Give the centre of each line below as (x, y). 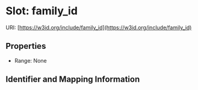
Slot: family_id (42, 11)
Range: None (30, 60)
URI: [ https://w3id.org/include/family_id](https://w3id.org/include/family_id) (99, 27)
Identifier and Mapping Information (73, 80)
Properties (26, 46)
